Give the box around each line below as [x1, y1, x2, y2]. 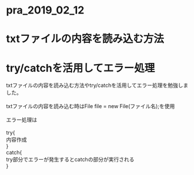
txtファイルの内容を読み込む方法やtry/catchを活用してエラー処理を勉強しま [6, 82, 189, 89]
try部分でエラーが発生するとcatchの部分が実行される [6, 156, 135, 163]
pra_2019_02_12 [6, 4, 85, 17]
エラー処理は [6, 116, 37, 123]
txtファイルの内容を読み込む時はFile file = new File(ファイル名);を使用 [6, 103, 175, 110]
